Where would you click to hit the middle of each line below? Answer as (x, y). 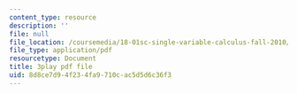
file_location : (37, 42)
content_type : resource (53, 17)
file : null (29, 34)
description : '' (39, 26)
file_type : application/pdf (61, 50)
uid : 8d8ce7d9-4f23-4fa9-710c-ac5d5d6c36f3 (91, 75)
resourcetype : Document (53, 58)
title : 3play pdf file (51, 67)
